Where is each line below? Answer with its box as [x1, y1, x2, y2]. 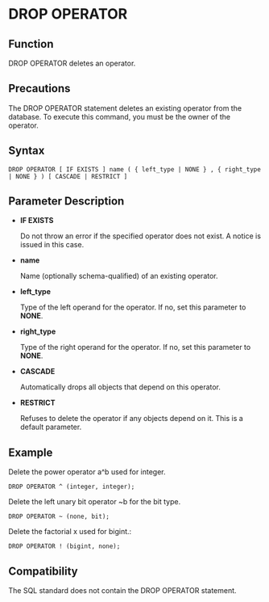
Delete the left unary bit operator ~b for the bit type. [8, 497, 181, 507]
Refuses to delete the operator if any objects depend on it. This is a [19, 414, 243, 423]
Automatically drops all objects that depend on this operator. [19, 382, 221, 392]
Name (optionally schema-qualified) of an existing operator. [19, 272, 219, 281]
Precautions [8, 82, 71, 95]
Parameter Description [8, 195, 125, 208]
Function [8, 37, 54, 51]
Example [8, 445, 53, 459]
